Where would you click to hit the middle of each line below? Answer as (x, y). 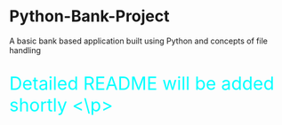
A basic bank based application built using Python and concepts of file (139, 41)
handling (25, 50)
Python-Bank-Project (89, 16)
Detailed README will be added (142, 83)
